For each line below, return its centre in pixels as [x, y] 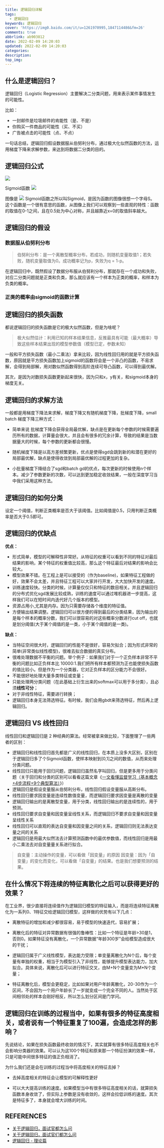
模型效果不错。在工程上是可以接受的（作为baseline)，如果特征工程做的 [83, 575]
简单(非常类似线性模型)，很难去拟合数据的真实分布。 [65, 651]
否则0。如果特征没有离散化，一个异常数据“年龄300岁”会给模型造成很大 [83, 939]
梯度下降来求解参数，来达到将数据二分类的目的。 [58, 150]
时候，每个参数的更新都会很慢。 [61, 442]
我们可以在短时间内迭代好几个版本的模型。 [59, 599]
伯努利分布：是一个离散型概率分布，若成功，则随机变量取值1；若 [82, 254]
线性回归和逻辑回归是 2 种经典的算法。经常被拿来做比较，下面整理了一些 [78, 736]
